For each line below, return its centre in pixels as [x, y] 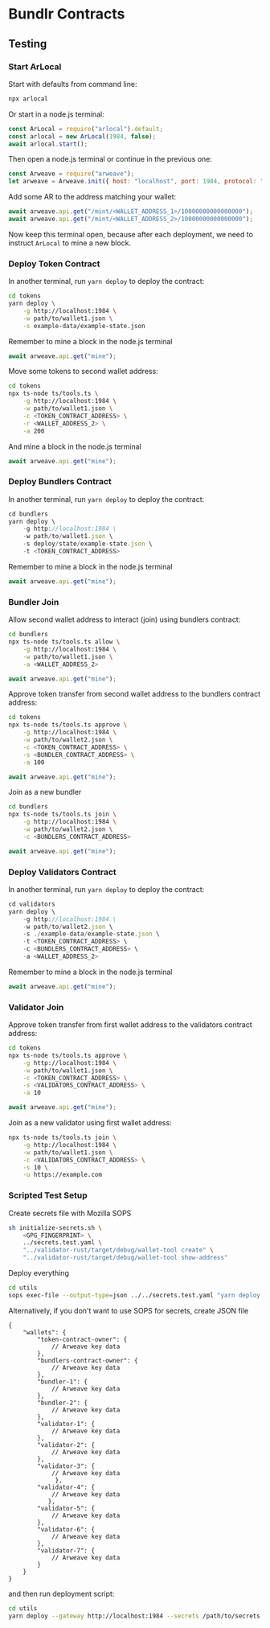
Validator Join [36, 1007]
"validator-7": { [66, 1550]
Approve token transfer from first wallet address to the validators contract [131, 1025]
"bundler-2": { [63, 1403]
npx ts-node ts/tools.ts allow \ [64, 642]
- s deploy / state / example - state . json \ [88, 544]
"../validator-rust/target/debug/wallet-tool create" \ [119, 1250]
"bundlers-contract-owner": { [88, 1360]
